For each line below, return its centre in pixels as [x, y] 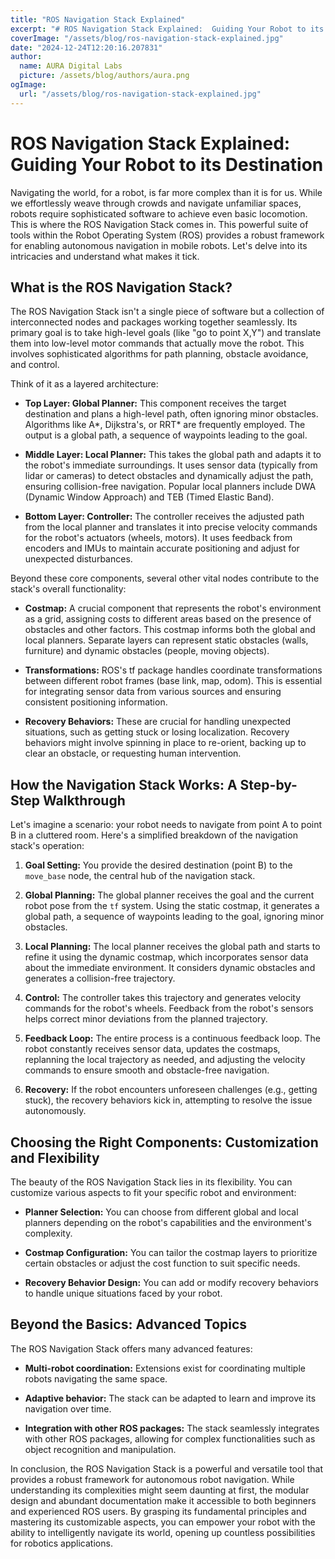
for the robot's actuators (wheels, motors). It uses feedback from [158, 538]
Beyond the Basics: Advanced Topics [129, 1324]
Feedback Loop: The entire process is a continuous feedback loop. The [173, 1038]
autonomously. [55, 1111]
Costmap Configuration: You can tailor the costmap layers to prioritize [171, 1252]
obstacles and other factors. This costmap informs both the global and [170, 630]
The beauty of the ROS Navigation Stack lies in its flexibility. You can [151, 1182]
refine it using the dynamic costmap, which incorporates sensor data [166, 957]
